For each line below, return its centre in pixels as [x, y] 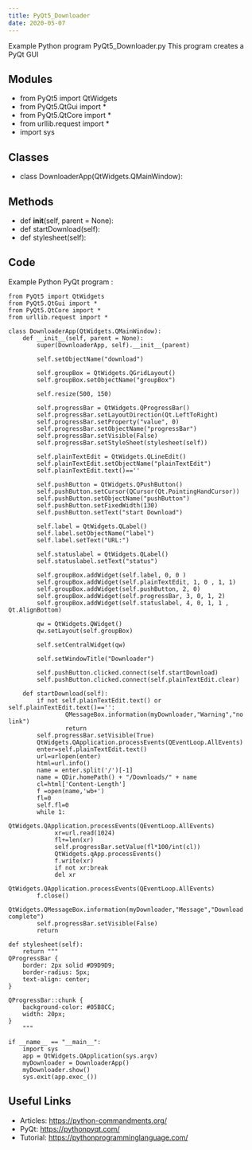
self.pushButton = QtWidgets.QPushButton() [110, 484]
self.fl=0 [53, 805]
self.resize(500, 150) [74, 394]
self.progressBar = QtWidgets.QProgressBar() [114, 408]
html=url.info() [64, 763]
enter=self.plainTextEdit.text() [92, 749]
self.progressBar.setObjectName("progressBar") [117, 428]
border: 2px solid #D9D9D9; [69, 965]
